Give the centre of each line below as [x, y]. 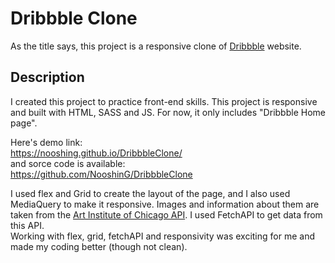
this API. [27, 225]
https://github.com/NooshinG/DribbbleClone [101, 174]
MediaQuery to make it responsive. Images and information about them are [165, 204]
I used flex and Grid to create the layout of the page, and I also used [150, 193]
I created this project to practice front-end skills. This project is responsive [164, 101]
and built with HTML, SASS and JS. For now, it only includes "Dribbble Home [168, 112]
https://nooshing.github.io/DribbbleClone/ [96, 153]
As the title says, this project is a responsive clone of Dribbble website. [156, 46]
